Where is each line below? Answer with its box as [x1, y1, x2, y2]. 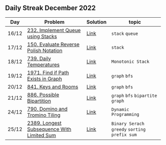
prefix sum [111, 132, 137, 137]
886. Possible [27, 91, 59, 98]
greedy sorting [111, 126, 146, 132]
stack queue [111, 30, 138, 36]
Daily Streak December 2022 [5, 4, 96, 12]
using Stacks [27, 33, 57, 40]
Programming [111, 112, 139, 117]
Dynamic [111, 107, 129, 112]
